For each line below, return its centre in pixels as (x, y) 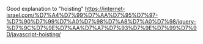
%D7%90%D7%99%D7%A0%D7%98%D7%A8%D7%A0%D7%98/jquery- (102, 21)
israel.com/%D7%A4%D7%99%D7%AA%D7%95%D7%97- (82, 15)
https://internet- (105, 9)
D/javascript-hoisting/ (34, 34)
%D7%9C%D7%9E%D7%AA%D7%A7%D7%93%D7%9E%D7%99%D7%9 (102, 28)
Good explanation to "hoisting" (45, 9)
